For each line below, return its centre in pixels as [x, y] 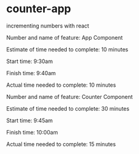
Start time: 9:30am [30, 61]
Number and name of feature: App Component [65, 37]
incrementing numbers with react [48, 26]
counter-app [39, 9]
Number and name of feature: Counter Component [69, 97]
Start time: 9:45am [30, 120]
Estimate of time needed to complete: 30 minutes [68, 108]
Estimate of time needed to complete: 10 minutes [67, 49]
